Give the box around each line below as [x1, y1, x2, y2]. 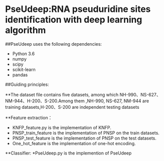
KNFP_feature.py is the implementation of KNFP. [12, 124, 111, 130]
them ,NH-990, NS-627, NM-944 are [74, 98, 150, 104]
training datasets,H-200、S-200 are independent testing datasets [5, 104, 140, 110]
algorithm [5, 25, 46, 36]
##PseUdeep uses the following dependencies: [5, 41, 102, 47]
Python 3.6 [12, 51, 35, 57]
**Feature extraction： [5, 114, 53, 120]
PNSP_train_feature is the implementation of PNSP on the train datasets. [12, 130, 160, 136]
